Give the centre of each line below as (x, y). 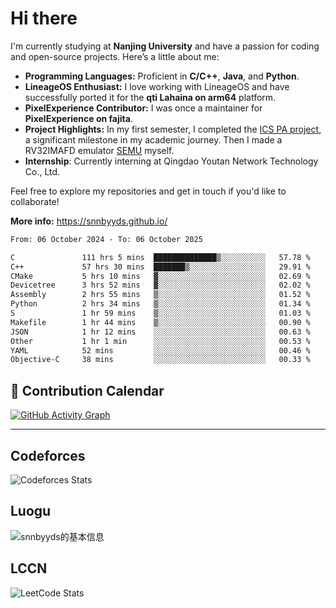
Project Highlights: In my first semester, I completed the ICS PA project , (173, 129)
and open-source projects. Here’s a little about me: (115, 56)
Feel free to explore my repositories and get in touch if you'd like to (148, 191)
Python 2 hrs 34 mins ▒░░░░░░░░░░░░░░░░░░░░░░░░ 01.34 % (160, 304)
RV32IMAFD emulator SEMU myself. (99, 150)
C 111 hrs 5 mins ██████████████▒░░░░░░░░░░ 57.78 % (160, 257)
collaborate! (35, 201)
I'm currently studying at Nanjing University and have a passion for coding (165, 46)
